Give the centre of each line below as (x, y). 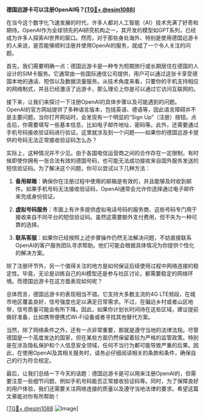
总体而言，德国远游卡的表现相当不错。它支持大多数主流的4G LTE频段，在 (98, 294)
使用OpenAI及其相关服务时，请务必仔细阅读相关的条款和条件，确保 (106, 353)
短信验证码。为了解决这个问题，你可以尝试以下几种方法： (78, 168)
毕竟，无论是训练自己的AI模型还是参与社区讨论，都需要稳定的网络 (105, 273)
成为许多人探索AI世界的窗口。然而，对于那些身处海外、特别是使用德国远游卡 (103, 38)
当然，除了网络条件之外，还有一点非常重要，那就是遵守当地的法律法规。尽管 (103, 330)
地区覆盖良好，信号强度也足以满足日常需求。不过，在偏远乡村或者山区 (99, 302)
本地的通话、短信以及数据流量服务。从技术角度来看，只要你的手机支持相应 (105, 81)
